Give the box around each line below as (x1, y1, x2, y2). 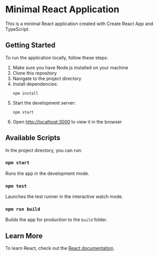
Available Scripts (5, 133, 60, 142)
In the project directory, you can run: (5, 147, 82, 153)
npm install (12, 91, 38, 96)
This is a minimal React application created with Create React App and (5, 21, 153, 27)
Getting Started (5, 41, 56, 50)
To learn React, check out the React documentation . (5, 245, 115, 251)
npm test (5, 183, 27, 189)
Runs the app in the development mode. (5, 170, 89, 176)
